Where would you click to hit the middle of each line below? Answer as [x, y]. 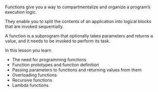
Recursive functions [32, 80]
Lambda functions [30, 85]
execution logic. [21, 12]
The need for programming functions [49, 59]
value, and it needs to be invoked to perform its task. [58, 41]
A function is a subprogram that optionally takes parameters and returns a [79, 36]
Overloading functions [35, 75]
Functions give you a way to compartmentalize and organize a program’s [78, 7]
